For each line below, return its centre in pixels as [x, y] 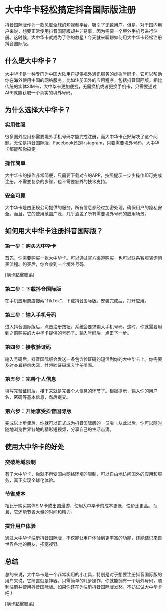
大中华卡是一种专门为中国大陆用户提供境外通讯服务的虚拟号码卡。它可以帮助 [83, 74]
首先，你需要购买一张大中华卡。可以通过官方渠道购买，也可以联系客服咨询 [81, 258]
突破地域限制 [21, 462]
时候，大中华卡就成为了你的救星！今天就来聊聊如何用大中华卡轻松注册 [90, 37]
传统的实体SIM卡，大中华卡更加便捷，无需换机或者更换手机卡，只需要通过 [81, 86]
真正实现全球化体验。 [36, 480]
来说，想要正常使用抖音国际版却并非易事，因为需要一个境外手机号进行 [81, 31]
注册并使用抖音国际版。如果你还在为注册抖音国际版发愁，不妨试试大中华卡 [85, 587]
